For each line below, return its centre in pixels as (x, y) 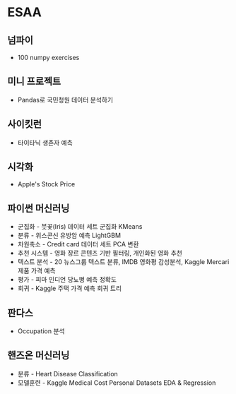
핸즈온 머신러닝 (39, 356)
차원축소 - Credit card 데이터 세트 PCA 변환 (78, 244)
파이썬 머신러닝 (39, 208)
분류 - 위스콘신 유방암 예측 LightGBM (69, 235)
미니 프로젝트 (34, 82)
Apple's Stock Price (46, 184)
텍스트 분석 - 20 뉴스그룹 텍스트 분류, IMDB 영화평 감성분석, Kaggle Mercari (123, 262)
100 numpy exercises (48, 58)
